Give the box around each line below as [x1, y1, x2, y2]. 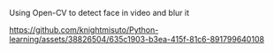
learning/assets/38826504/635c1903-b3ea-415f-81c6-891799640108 [9, 34, 265, 44]
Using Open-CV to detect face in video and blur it [9, 8, 190, 18]
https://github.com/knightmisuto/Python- [9, 25, 159, 34]
